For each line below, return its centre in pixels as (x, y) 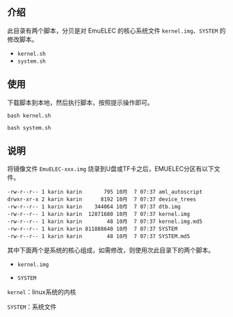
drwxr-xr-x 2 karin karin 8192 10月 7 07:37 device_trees (102, 200)
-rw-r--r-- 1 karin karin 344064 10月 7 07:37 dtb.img (94, 207)
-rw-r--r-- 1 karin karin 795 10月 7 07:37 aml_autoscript (105, 192)
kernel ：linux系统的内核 (42, 292)
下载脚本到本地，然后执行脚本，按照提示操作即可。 (80, 102)
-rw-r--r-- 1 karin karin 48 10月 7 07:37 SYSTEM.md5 (98, 237)
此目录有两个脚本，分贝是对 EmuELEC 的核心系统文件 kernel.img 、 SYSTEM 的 (116, 31)
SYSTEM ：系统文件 (32, 307)
